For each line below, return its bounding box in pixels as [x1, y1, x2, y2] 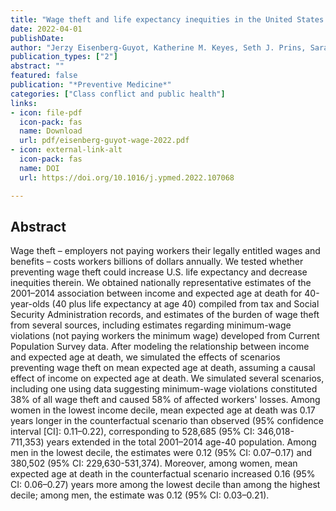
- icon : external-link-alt [10, 145, 123, 155]
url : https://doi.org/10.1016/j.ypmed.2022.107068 [19, 172, 235, 183]
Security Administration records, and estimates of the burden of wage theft [10, 309, 320, 321]
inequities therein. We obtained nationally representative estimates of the [10, 277, 312, 289]
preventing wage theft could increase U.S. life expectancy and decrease [10, 266, 308, 278]
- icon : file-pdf [10, 107, 83, 118]
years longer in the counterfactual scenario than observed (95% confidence [10, 415, 325, 427]
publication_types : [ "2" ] [10, 52, 118, 62]
